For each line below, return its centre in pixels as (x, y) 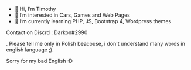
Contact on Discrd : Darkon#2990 (47, 32)
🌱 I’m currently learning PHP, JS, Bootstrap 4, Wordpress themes (93, 21)
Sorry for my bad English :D (40, 61)
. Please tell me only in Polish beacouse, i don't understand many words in (96, 44)
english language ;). (30, 50)
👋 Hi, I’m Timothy (35, 9)
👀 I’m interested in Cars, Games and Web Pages (72, 15)
